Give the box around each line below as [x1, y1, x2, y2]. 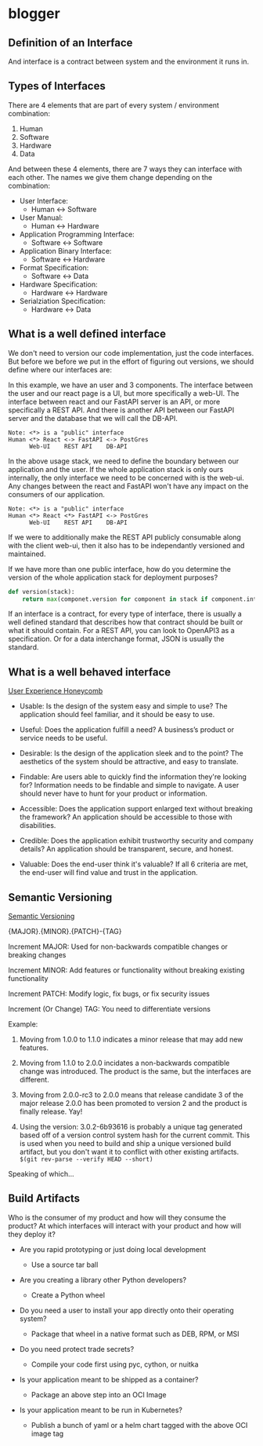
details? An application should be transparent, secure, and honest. [19, 844, 234, 854]
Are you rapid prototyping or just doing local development [19, 1244, 207, 1254]
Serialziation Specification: [19, 296, 106, 306]
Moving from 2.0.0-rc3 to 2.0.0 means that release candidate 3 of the [19, 1090, 244, 1100]
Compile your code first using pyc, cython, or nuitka [31, 1360, 199, 1369]
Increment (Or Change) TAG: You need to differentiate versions [8, 1005, 211, 1013]
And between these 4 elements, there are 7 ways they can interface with [8, 164, 243, 174]
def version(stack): [8, 588, 76, 595]
